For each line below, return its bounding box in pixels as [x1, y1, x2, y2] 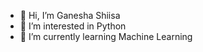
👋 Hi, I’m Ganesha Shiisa [19, 10, 121, 21]
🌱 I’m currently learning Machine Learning [19, 31, 193, 42]
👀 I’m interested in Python [19, 20, 127, 32]
